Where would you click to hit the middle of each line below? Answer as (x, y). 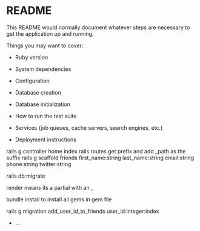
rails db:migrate (26, 176)
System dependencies (43, 69)
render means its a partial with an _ (50, 187)
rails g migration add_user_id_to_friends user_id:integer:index (83, 211)
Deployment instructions (46, 139)
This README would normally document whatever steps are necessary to (98, 27)
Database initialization (43, 104)
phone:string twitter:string (39, 164)
